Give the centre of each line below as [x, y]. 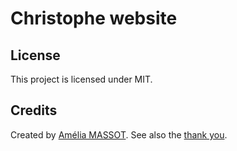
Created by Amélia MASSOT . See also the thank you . [119, 134]
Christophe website [94, 18]
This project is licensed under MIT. [81, 79]
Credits [34, 110]
